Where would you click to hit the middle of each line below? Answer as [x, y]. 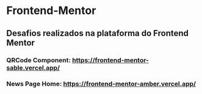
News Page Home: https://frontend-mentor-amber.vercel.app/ [101, 84]
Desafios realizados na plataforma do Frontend [98, 33]
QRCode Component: [39, 60]
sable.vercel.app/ [33, 68]
